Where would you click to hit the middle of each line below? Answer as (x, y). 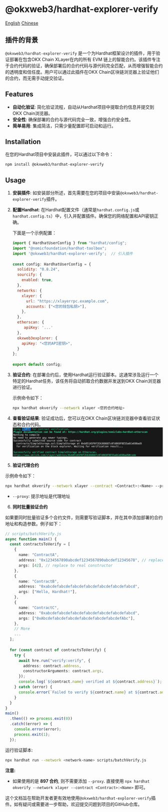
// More (22, 629)
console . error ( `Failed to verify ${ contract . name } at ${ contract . (89, 692)
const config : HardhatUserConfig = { (52, 264)
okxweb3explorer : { (37, 338)
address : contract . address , (52, 666)
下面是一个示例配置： (34, 233)
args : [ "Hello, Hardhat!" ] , (48, 592)
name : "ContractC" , (38, 608)
